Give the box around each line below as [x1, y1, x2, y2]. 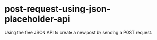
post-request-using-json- [4, 3, 111, 14]
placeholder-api [4, 13, 71, 25]
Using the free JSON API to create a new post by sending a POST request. [4, 29, 153, 35]
